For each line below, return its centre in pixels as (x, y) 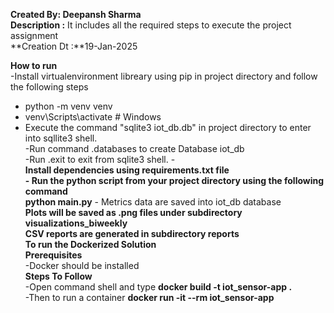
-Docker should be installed (82, 265)
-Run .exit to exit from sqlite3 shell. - (100, 159)
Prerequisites (53, 255)
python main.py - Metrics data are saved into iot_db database (153, 202)
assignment (34, 35)
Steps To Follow (58, 276)
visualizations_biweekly (76, 223)
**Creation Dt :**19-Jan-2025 (74, 46)
